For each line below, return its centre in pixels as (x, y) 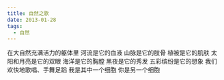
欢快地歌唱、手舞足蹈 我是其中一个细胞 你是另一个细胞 (84, 70)
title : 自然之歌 (28, 13)
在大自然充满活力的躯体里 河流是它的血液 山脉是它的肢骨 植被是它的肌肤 (108, 53)
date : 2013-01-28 (32, 20)
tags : (15, 26)
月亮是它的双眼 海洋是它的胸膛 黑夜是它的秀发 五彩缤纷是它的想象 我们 (118, 62)
